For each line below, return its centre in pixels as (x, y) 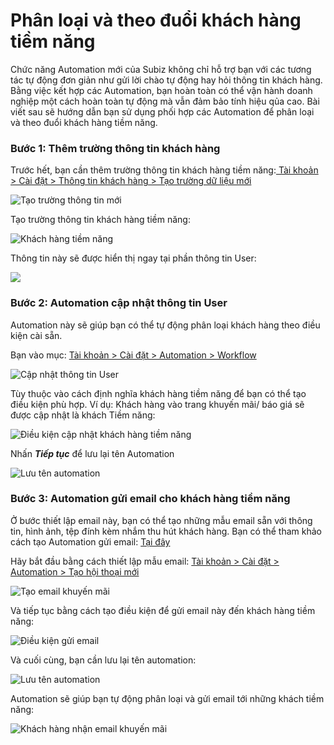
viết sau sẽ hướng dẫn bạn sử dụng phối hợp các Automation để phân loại (162, 111)
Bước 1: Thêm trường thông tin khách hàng (115, 148)
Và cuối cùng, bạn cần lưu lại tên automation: (103, 660)
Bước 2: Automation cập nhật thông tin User (119, 303)
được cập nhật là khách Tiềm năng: (83, 415)
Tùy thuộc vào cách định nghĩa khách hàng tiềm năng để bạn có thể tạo (158, 393)
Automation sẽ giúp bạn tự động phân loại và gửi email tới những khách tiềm (167, 698)
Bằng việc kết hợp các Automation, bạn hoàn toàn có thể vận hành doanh (161, 90)
